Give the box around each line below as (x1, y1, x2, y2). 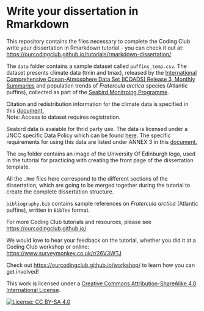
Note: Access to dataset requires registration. (6, 113, 121, 121)
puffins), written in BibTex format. (6, 206, 90, 214)
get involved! (6, 268, 39, 275)
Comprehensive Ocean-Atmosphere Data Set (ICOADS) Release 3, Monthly (6, 75, 195, 83)
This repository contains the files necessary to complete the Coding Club (6, 37, 191, 45)
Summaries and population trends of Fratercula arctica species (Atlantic (6, 81, 188, 89)
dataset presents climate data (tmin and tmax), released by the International (6, 69, 197, 76)
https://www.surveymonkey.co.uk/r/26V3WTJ (6, 249, 122, 257)
